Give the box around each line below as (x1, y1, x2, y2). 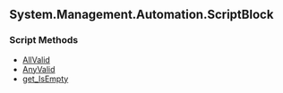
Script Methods (9, 34, 79, 46)
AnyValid (21, 63, 56, 74)
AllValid (21, 54, 51, 65)
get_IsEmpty (21, 73, 69, 84)
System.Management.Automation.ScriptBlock (9, 7, 274, 22)
